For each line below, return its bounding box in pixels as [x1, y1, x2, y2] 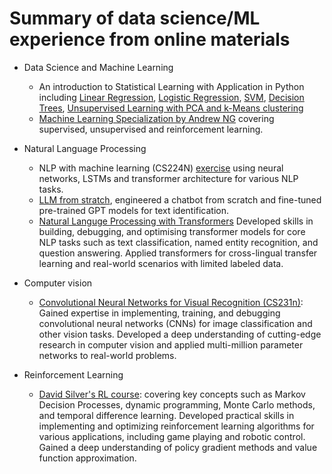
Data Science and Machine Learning [23, 61, 174, 73]
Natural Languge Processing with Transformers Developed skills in [38, 215, 314, 227]
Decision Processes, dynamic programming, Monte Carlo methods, [38, 398, 316, 411]
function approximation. [38, 452, 137, 464]
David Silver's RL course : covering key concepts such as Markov [38, 388, 306, 400]
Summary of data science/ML [9, 7, 261, 30]
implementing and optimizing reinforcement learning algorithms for [38, 420, 315, 432]
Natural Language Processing [23, 142, 147, 154]
